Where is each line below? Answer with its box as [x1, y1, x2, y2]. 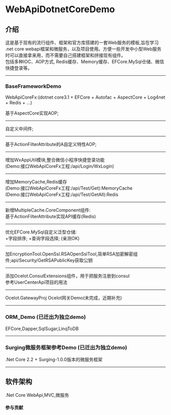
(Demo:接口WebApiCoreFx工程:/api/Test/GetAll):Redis [5, 192, 119, 198]
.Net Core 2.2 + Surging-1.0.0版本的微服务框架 [5, 356, 103, 362]
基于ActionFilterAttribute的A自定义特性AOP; [5, 141, 97, 147]
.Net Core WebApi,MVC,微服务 [5, 392, 70, 398]
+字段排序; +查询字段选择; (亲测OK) [5, 235, 80, 242]
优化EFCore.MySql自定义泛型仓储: [5, 229, 77, 235]
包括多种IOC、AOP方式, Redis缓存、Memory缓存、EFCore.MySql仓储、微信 [5, 58, 164, 65]
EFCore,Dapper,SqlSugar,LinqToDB [5, 325, 79, 332]
